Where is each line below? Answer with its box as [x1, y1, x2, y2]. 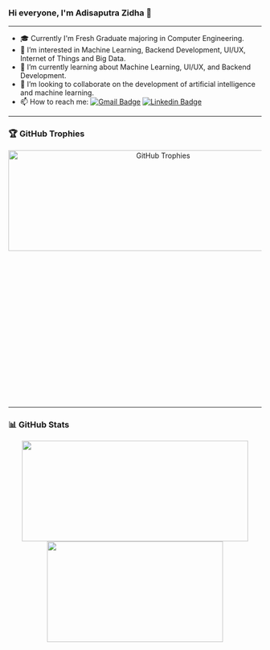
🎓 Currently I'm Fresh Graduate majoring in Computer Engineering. [19, 34, 245, 43]
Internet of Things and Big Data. [19, 54, 126, 64]
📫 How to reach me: [19, 97, 89, 107]
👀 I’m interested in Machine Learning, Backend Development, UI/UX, [19, 45, 247, 55]
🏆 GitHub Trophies [8, 128, 85, 139]
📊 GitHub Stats [8, 419, 70, 430]
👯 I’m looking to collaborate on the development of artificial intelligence [19, 80, 256, 89]
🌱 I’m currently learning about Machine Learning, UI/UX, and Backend [19, 62, 252, 72]
